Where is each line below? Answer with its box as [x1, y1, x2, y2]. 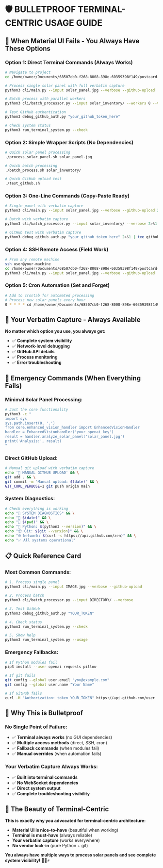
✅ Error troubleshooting [12, 360, 62, 365]
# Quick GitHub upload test [5, 177, 62, 181]
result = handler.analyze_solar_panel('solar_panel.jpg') [5, 434, 125, 439]
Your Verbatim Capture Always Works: [5, 763, 98, 770]
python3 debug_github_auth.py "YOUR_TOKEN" [5, 611, 95, 616]
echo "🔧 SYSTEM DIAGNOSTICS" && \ [5, 510, 75, 516]
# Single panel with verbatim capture [5, 203, 83, 209]
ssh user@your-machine [5, 262, 51, 266]
